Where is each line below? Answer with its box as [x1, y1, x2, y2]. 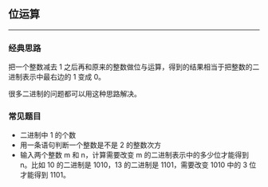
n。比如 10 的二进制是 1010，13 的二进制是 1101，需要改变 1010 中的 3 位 [19, 160, 257, 169]
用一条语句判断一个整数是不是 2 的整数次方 [19, 140, 162, 150]
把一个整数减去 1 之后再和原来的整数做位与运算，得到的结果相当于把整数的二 [8, 62, 260, 72]
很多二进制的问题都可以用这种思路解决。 [8, 89, 141, 99]
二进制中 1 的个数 [19, 131, 77, 140]
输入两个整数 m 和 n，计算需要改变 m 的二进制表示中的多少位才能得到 [19, 150, 250, 160]
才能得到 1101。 [19, 170, 70, 180]
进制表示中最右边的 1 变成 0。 [8, 72, 106, 82]
